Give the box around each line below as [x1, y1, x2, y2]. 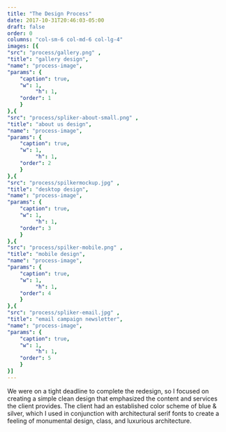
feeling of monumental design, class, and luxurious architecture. [7, 417, 192, 425]
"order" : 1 [20, 95, 52, 102]
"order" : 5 [20, 354, 52, 362]
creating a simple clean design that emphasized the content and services [7, 394, 218, 403]
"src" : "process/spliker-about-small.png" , [7, 114, 139, 121]
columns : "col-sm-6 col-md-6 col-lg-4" [7, 36, 123, 43]
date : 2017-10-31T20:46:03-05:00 [7, 17, 105, 24]
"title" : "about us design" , [7, 120, 92, 128]
